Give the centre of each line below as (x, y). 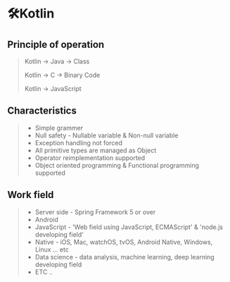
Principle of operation (56, 44)
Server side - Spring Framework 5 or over (95, 211)
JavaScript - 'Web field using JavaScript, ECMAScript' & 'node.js (129, 227)
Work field (31, 195)
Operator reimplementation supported (90, 158)
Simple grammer (59, 128)
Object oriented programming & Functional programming (117, 165)
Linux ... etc (52, 249)
